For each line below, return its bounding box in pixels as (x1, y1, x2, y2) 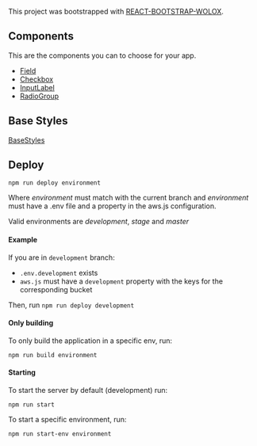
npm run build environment (8, 351, 98, 359)
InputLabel (19, 82, 56, 92)
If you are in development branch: (8, 253, 115, 262)
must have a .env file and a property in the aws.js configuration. (8, 201, 217, 211)
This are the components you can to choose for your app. (8, 51, 197, 60)
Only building (8, 318, 54, 328)
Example (8, 235, 38, 245)
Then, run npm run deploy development (8, 300, 135, 310)
